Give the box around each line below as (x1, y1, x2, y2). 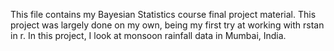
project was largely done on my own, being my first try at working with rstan (10, 19, 325, 31)
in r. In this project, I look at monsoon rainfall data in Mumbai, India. (10, 30, 287, 41)
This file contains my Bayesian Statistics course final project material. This (10, 9, 317, 20)
